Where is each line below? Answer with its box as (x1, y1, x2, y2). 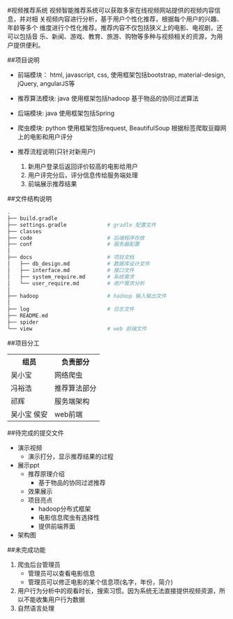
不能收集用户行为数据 (23, 595, 85, 604)
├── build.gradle (7, 215, 58, 222)
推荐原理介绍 (27, 470, 65, 478)
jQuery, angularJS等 (17, 80, 75, 87)
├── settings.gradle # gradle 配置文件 (7, 221, 157, 228)
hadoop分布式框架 (38, 505, 91, 513)
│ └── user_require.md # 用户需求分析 (7, 280, 145, 287)
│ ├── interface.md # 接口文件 (7, 267, 135, 274)
